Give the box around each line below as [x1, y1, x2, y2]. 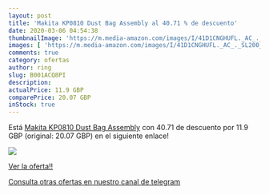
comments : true [8, 49, 59, 57]
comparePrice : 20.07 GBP [8, 93, 91, 101]
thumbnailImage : [8, 34, 62, 42]
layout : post [8, 11, 52, 20]
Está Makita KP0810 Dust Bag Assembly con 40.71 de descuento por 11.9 [8, 123, 249, 133]
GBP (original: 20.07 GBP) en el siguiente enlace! [8, 131, 170, 141]
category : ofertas [8, 57, 70, 65]
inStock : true [8, 101, 56, 109]
